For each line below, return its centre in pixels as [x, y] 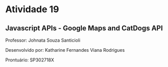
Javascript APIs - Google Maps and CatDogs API [84, 28]
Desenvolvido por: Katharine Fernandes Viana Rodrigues [65, 50]
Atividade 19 [32, 9]
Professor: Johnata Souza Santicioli [43, 40]
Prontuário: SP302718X [30, 60]
